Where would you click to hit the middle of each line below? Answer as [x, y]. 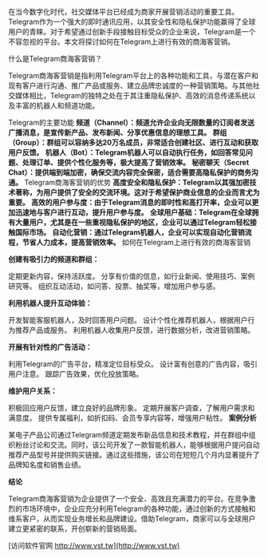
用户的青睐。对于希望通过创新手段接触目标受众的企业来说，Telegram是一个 [132, 32]
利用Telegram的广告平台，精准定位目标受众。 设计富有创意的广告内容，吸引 [133, 364]
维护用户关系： [33, 391]
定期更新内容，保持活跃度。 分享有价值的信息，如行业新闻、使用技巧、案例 [132, 276]
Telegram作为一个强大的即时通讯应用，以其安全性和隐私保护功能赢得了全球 [132, 22]
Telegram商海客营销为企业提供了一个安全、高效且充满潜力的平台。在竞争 [128, 499]
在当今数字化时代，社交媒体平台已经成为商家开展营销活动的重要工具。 [124, 12]
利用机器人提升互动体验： [50, 303]
